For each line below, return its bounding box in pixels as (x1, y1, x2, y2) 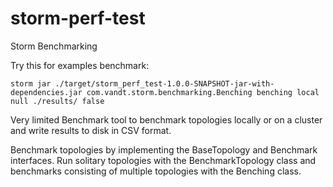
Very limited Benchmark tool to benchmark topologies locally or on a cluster (10, 113, 323, 126)
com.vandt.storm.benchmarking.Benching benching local (86, 87, 320, 97)
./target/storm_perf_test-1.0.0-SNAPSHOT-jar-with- (54, 78, 275, 89)
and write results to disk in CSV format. (10, 124, 172, 136)
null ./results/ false (10, 96, 105, 106)
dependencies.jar (10, 87, 83, 97)
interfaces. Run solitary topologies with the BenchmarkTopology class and (10, 154, 317, 166)
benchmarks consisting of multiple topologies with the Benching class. (10, 165, 302, 177)
